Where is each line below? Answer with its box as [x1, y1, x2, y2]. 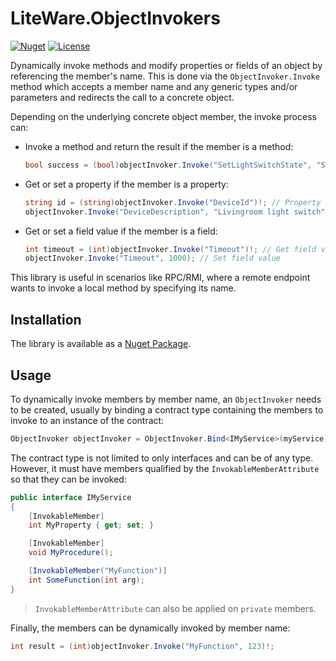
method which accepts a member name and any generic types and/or [10, 80, 298, 92]
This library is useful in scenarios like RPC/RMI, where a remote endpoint [10, 272, 311, 284]
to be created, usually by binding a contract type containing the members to [10, 403, 324, 416]
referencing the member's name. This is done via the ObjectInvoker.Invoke [10, 70, 320, 82]
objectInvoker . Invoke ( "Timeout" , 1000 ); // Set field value [24, 253, 281, 264]
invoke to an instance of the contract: [10, 414, 165, 426]
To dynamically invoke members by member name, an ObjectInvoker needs [10, 393, 322, 405]
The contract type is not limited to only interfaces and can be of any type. [10, 452, 314, 464]
